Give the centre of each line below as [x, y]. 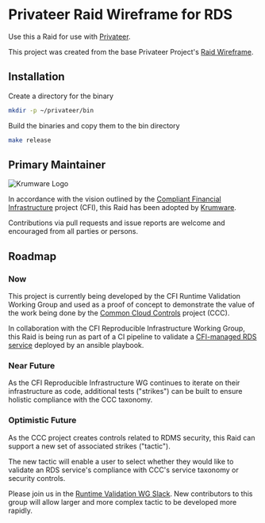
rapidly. [21, 510]
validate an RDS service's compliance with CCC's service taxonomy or [124, 470]
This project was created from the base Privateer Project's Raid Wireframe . [131, 52]
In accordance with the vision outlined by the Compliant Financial [115, 199]
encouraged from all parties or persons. [73, 231]
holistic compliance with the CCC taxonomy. [81, 400]
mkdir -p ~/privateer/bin [51, 110]
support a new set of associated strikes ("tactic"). [89, 446]
